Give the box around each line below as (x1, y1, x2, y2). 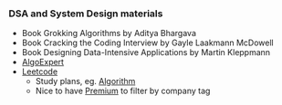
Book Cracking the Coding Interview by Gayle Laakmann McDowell (21, 37, 275, 48)
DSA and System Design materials (8, 7, 163, 20)
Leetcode (21, 66, 58, 77)
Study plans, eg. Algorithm (35, 76, 136, 87)
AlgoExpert (21, 57, 65, 68)
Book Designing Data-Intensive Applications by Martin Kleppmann (21, 47, 271, 58)
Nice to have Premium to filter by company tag (35, 85, 211, 97)
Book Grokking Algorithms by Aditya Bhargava (21, 28, 197, 39)
